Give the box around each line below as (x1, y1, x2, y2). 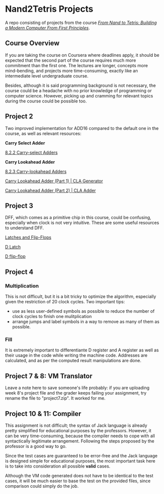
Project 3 (5, 201, 33, 210)
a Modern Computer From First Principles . (5, 25, 90, 30)
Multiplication (5, 282, 39, 289)
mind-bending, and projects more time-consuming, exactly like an (5, 68, 138, 74)
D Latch (5, 244, 21, 250)
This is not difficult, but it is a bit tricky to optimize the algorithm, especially (5, 294, 156, 299)
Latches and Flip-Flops (5, 234, 51, 241)
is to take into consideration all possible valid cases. (5, 463, 111, 469)
